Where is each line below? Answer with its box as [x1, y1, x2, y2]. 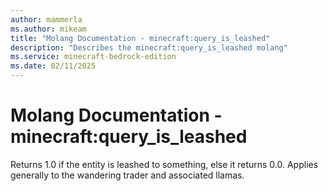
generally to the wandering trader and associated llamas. [10, 169, 245, 181]
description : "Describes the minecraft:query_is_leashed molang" [10, 42, 288, 53]
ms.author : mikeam [10, 24, 87, 34]
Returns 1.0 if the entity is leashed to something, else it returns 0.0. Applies [10, 158, 319, 170]
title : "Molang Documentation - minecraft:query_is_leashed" [10, 33, 271, 43]
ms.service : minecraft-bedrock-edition [10, 52, 177, 62]
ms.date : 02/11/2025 [10, 61, 97, 71]
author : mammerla [10, 14, 83, 25]
